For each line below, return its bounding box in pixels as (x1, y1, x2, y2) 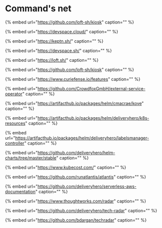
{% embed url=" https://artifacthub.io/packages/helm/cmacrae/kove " (5, 100, 144, 106)
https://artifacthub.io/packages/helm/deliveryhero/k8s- (37, 115, 149, 121)
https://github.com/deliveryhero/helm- (37, 150, 116, 155)
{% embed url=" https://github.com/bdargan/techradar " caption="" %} (5, 217, 147, 223)
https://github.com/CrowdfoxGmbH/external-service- (37, 85, 146, 91)
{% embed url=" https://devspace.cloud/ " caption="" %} (5, 28, 118, 34)
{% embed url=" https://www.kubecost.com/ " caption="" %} (5, 164, 126, 170)
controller (5, 140, 24, 146)
